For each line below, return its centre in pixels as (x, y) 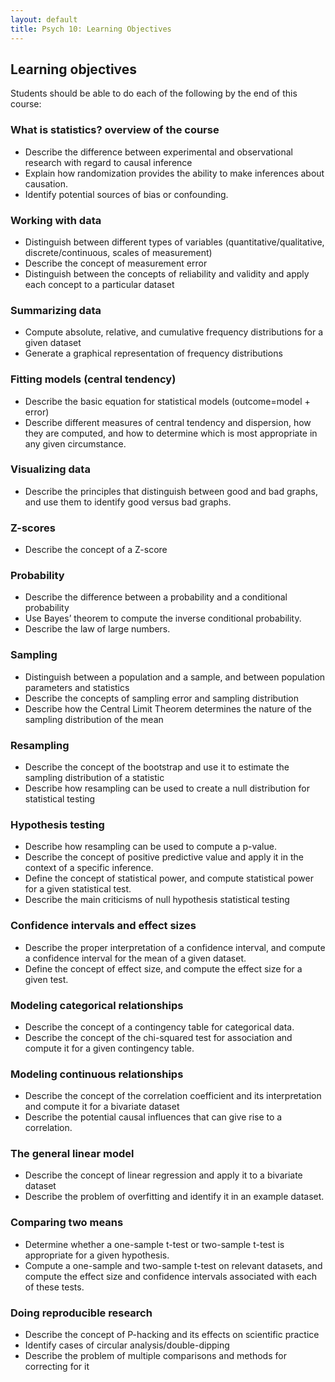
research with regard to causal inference (108, 162)
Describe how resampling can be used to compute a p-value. (150, 847)
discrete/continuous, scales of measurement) (118, 252)
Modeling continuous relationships (97, 1074)
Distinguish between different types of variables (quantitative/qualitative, (174, 242)
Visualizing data (50, 469)
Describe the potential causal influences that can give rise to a (153, 1117)
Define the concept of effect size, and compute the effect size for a (163, 968)
